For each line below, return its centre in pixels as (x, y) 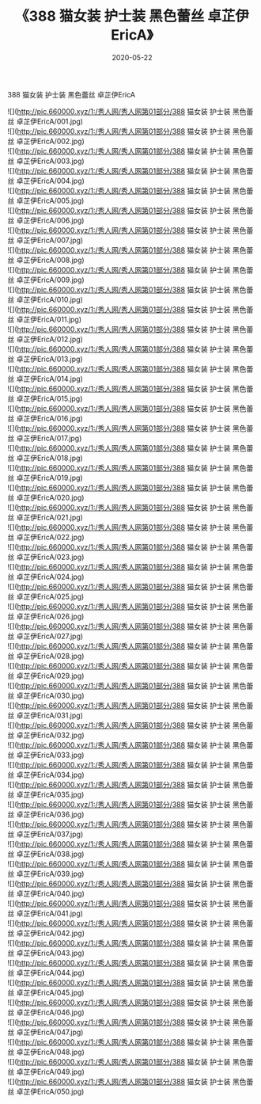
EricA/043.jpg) (61, 953)
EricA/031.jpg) (60, 715)
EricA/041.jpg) (60, 913)
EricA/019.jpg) (60, 478)
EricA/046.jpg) (61, 1012)
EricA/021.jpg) (60, 517)
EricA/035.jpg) (61, 794)
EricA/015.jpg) (60, 398)
